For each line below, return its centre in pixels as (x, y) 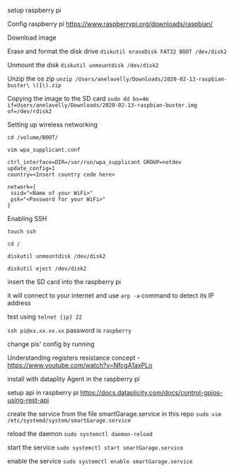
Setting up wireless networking (52, 124)
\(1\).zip (47, 85)
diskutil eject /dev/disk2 (47, 269)
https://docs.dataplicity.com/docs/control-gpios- (151, 393)
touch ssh (22, 232)
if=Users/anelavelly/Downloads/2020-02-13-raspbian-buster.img (103, 105)
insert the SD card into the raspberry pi (64, 282)
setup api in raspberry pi (43, 393)
